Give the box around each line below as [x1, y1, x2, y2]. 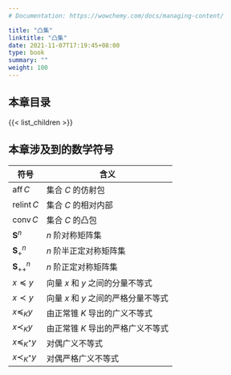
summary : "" [8, 56, 48, 64]
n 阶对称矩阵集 [46, 229, 102, 241]
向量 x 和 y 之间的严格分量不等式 [46, 292, 168, 303]
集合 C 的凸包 [46, 214, 98, 225]
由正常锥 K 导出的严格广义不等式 [46, 323, 169, 334]
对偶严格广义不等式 [46, 352, 119, 364]
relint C [12, 199, 38, 210]
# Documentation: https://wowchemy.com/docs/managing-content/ [8, 11, 225, 20]
